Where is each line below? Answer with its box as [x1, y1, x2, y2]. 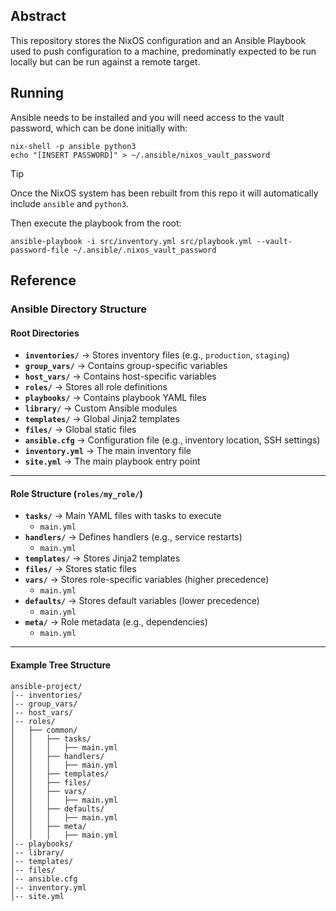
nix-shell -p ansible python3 [10, 141, 137, 151]
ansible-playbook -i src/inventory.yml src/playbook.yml [10, 236, 253, 246]
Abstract [10, 8, 67, 25]
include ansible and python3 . [10, 197, 129, 209]
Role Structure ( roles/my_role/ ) [10, 487, 143, 499]
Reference [10, 272, 77, 289]
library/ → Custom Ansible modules [24, 402, 178, 414]
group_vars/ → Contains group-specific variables [24, 360, 228, 372]
